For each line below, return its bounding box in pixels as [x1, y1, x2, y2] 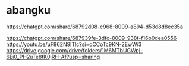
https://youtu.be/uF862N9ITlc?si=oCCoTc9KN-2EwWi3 [6, 41, 142, 48]
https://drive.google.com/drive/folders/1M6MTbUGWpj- [6, 47, 143, 54]
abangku [6, 4, 51, 17]
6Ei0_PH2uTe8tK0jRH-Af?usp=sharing [6, 53, 100, 60]
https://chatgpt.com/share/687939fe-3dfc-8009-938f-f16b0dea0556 [6, 34, 177, 41]
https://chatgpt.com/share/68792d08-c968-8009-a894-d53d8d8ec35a [6, 23, 183, 30]
